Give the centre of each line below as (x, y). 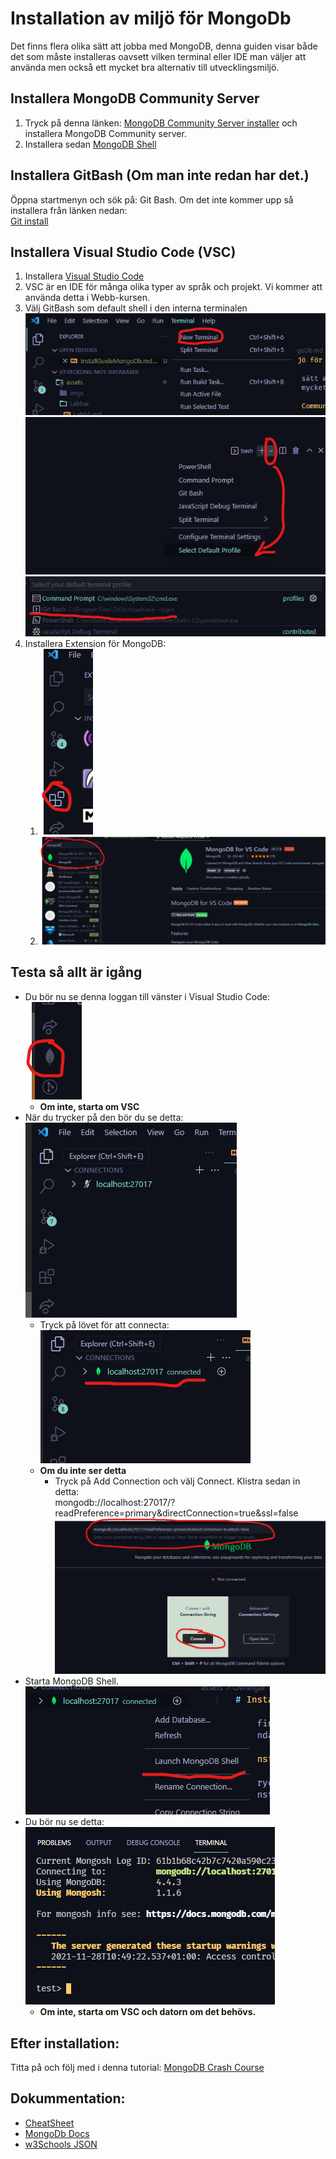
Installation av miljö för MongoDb (151, 18)
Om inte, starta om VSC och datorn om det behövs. (148, 2012)
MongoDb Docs (57, 2133)
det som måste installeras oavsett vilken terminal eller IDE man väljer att (158, 56)
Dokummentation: (68, 2098)
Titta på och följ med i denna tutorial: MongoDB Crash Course (137, 2068)
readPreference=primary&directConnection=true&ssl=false (176, 1513)
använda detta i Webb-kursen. (87, 298)
